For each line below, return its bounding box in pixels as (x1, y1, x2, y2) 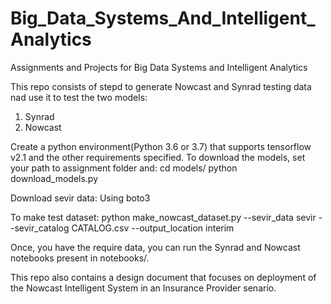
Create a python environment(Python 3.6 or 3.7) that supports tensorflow (10, 140, 312, 152)
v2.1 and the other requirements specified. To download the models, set (10, 151, 306, 163)
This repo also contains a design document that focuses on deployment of (10, 271, 317, 283)
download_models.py (10, 172, 99, 184)
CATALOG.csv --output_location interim (71, 222, 235, 234)
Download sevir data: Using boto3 (10, 192, 151, 204)
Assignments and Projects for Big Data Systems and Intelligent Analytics (10, 61, 308, 73)
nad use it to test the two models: (10, 91, 148, 103)
